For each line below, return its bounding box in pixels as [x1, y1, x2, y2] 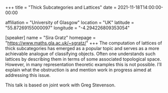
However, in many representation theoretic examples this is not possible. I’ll [5, 62, 162, 67]
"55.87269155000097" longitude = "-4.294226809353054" [5, 25, 130, 31]
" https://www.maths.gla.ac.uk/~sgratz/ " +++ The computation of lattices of [5, 40, 162, 46]
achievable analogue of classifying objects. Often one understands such [5, 51, 155, 57]
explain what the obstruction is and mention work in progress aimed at [5, 67, 152, 73]
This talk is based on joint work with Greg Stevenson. [5, 82, 116, 88]
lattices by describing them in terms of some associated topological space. [5, 56, 161, 62]
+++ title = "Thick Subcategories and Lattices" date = [5, 5, 117, 10]
